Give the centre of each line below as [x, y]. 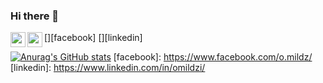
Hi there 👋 [35, 16]
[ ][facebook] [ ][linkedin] [93, 38]
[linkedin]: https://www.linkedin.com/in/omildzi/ [108, 68]
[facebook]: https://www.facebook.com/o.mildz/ [213, 57]
